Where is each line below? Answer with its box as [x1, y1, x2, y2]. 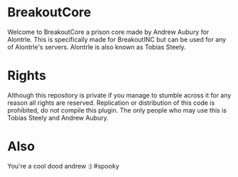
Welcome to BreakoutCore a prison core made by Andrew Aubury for [7, 28, 210, 36]
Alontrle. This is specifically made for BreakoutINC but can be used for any [7, 35, 227, 43]
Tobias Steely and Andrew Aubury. [7, 113, 109, 122]
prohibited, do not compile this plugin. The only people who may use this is [7, 105, 227, 114]
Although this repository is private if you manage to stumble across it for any [7, 91, 232, 99]
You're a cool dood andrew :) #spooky [7, 161, 119, 170]
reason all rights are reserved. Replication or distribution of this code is [7, 98, 215, 107]
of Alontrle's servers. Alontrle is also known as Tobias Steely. [7, 42, 186, 51]
